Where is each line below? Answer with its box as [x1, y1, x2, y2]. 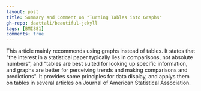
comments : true [6, 31, 44, 37]
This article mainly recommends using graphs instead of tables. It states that [6, 47, 196, 54]
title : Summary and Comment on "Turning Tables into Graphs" [6, 14, 163, 20]
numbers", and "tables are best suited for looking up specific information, [6, 60, 188, 68]
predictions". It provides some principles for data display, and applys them [6, 73, 190, 80]
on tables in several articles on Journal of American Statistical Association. [6, 79, 191, 87]
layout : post [6, 8, 39, 15]
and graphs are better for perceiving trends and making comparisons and [6, 66, 188, 74]
